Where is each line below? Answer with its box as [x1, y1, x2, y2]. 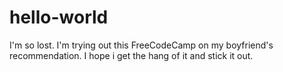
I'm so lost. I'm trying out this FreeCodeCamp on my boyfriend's [9, 39, 274, 51]
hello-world [9, 6, 109, 29]
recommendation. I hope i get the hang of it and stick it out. [9, 49, 254, 61]
